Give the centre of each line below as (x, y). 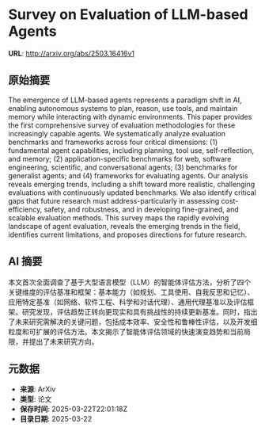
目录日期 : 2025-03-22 (56, 419)
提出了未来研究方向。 (64, 341)
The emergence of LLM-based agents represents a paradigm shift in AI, (125, 100)
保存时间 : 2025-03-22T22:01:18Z (74, 409)
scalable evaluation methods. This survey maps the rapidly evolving (119, 217)
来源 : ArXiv (38, 389)
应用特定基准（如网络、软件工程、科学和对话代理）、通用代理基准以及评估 (128, 302)
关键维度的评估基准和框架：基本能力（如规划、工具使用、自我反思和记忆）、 (131, 292)
